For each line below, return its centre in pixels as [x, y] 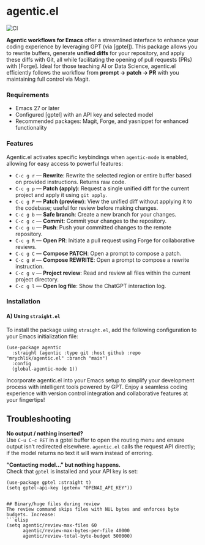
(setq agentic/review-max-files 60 [52, 525]
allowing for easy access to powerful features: [65, 163]
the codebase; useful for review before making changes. [87, 208]
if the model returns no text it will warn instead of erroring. [80, 453]
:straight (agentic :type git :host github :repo [76, 353]
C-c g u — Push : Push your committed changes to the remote [93, 227]
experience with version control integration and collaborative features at [97, 393]
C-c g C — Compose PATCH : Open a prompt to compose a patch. [98, 253]
